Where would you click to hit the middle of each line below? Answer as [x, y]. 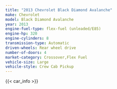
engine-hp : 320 [21, 34]
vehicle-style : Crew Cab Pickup [39, 67]
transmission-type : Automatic [37, 43]
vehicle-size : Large [27, 62]
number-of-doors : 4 [26, 52]
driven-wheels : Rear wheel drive [41, 48]
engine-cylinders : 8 [27, 39]
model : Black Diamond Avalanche [39, 19]
